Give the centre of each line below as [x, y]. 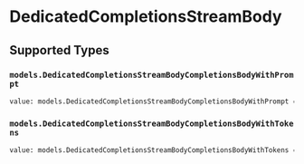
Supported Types [60, 50]
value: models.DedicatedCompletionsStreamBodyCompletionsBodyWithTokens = [153, 150]
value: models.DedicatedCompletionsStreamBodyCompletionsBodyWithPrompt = [153, 101]
